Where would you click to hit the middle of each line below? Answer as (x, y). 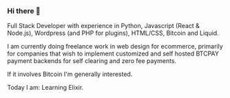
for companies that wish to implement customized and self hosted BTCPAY (113, 53)
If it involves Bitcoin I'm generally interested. (70, 74)
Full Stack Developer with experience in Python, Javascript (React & (103, 26)
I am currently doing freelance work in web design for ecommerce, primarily (115, 47)
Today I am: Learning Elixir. (45, 88)
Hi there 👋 (24, 11)
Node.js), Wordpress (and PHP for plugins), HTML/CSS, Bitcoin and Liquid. (113, 33)
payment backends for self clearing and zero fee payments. (92, 61)
